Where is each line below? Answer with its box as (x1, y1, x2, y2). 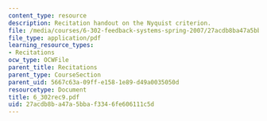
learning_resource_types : (8, 41, 94, 49)
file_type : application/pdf (8, 33, 102, 42)
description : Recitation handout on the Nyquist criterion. (8, 19, 212, 27)
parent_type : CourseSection (8, 71, 102, 79)
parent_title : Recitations (8, 64, 98, 72)
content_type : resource (8, 11, 87, 20)
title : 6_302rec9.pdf (8, 93, 80, 101)
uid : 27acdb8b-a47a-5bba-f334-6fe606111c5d (8, 100, 155, 108)
